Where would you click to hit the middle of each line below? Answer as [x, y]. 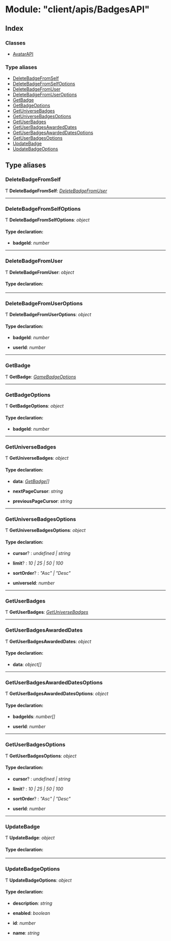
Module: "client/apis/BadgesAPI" [78, 9]
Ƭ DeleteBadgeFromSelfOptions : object [48, 220]
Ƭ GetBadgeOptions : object [35, 406]
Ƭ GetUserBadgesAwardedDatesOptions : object [57, 693]
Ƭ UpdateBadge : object [30, 838]
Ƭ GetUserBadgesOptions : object [41, 756]
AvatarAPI [23, 54]
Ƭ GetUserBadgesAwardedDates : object [48, 641]
